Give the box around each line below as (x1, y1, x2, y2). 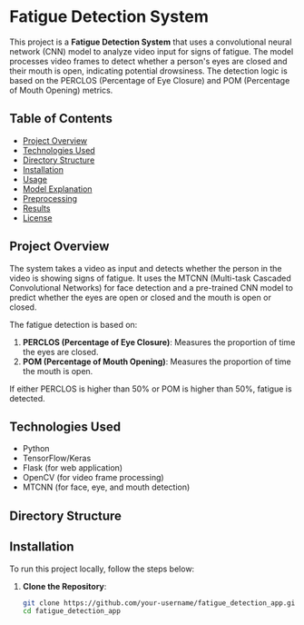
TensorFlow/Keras (22, 452, 92, 464)
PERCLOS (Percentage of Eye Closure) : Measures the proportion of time (22, 336, 296, 347)
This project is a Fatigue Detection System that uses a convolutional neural (9, 36, 292, 47)
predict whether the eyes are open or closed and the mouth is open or (9, 292, 272, 303)
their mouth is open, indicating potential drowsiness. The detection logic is (9, 65, 288, 76)
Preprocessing (22, 193, 78, 203)
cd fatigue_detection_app (22, 607, 121, 616)
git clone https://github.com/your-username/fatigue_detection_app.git (22, 598, 299, 608)
